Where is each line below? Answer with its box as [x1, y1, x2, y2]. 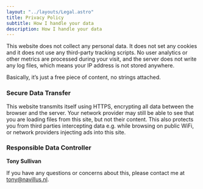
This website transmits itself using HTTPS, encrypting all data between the [6, 103, 194, 110]
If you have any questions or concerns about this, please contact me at [6, 169, 185, 176]
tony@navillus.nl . [6, 176, 49, 183]
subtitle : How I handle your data [6, 20, 94, 26]
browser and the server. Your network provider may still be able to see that [6, 109, 194, 116]
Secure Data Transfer [6, 89, 71, 97]
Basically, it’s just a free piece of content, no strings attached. [6, 74, 161, 81]
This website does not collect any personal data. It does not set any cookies [6, 43, 198, 50]
